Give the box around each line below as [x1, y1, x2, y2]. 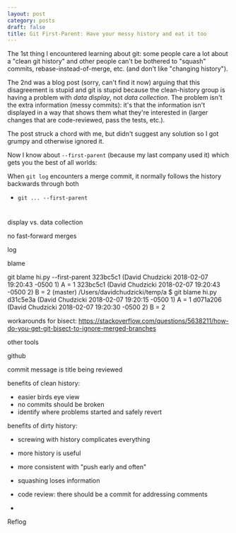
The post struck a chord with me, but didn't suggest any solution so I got [7, 130, 219, 138]
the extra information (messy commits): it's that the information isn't [7, 101, 206, 110]
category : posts [7, 17, 55, 24]
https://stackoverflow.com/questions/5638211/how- [78, 316, 230, 326]
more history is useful [17, 449, 81, 457]
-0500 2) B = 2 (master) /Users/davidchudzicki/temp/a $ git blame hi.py [7, 288, 217, 297]
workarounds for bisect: [7, 316, 78, 326]
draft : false [7, 23, 46, 30]
